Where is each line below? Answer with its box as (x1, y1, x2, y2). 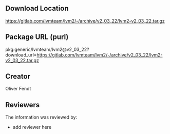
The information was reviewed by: (5, 114, 78, 120)
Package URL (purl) (5, 33, 69, 42)
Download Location (5, 4, 69, 13)
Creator (5, 72, 31, 81)
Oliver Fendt (5, 86, 31, 92)
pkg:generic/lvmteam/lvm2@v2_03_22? (5, 46, 89, 52)
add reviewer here (12, 124, 52, 130)
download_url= (5, 51, 37, 58)
